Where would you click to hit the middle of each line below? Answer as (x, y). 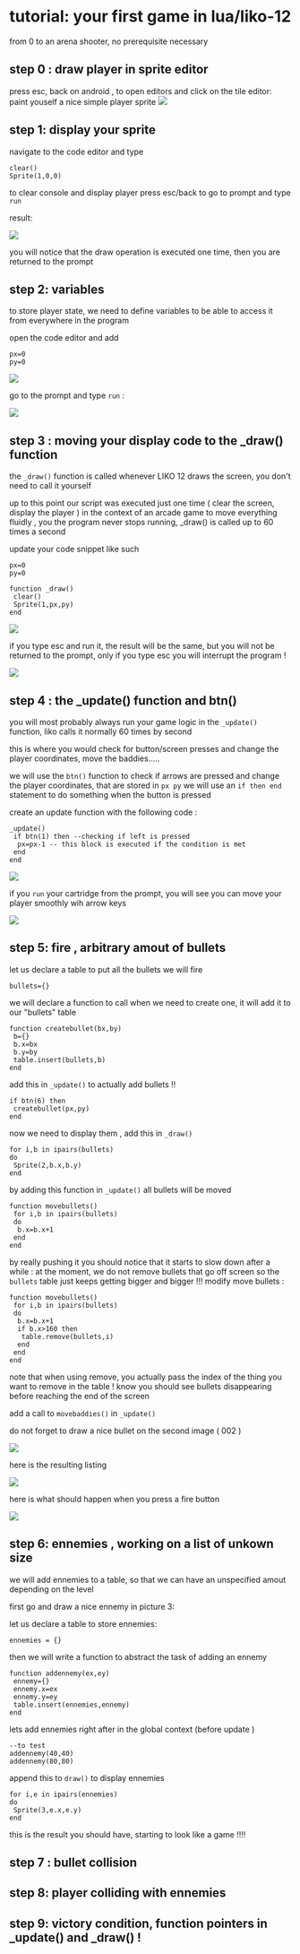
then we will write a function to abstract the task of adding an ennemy (138, 1656)
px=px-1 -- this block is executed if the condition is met (132, 844)
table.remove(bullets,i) (68, 1336)
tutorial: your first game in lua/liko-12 (150, 17)
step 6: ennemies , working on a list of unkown (142, 1544)
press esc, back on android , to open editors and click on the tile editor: (141, 91)
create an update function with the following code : (103, 812)
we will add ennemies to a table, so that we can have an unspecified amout (148, 1579)
